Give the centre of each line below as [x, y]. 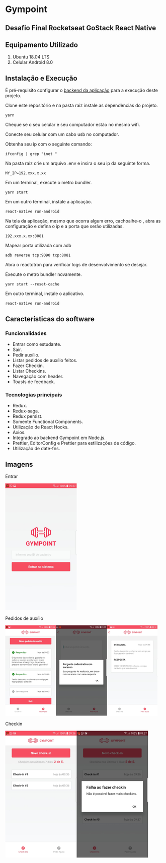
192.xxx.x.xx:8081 [24, 236]
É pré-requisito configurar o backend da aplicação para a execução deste [82, 90]
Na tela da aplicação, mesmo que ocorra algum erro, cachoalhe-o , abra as [83, 221]
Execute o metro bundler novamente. [44, 274]
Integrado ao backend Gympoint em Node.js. [59, 438]
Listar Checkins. [29, 371]
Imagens [19, 464]
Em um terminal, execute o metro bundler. [49, 183]
